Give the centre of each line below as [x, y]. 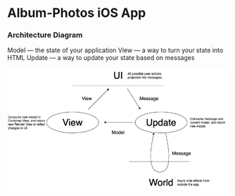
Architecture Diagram [45, 35]
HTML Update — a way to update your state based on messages [101, 58]
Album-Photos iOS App [77, 13]
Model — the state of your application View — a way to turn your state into [115, 50]
